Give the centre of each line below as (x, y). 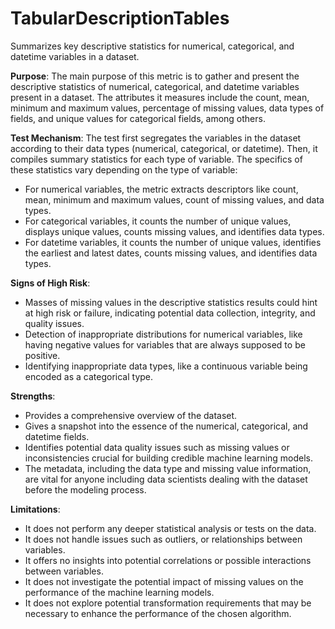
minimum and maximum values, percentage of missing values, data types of (167, 108)
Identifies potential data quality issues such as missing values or (157, 447)
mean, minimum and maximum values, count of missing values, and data (174, 199)
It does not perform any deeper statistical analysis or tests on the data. (170, 528)
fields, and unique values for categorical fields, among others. (138, 118)
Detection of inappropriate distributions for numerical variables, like (163, 334)
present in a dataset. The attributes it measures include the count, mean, (160, 97)
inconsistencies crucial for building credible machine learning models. (169, 458)
